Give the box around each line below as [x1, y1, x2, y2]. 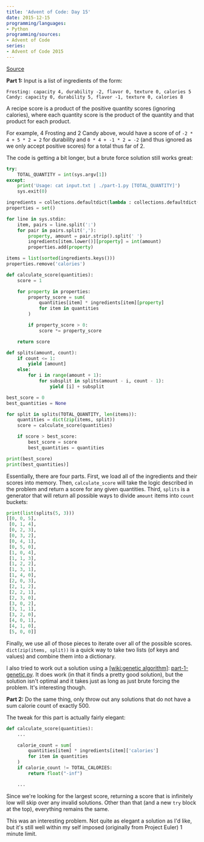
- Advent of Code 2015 [6, 49, 64, 55]
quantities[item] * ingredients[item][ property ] [38, 300, 165, 306]
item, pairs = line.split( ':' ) [17, 221, 97, 228]
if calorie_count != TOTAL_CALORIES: [17, 765, 113, 771]
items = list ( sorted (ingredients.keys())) [6, 255, 115, 261]
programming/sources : [6, 32, 61, 38]
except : [6, 177, 26, 183]
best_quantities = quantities [28, 444, 104, 450]
